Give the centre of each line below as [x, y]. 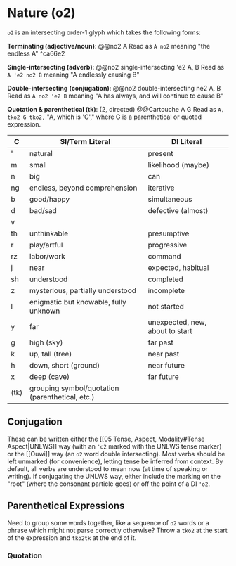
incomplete [166, 290]
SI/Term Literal [85, 141]
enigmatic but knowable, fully [78, 302]
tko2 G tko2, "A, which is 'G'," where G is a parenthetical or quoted [105, 117]
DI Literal [186, 141]
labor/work [47, 256]
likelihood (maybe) [178, 165]
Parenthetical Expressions [66, 506]
